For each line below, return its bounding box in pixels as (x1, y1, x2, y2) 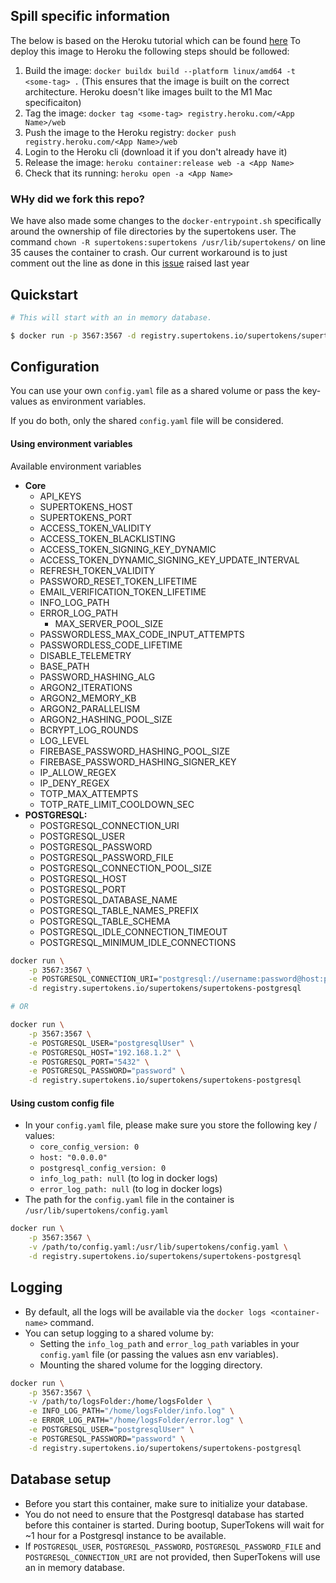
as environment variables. (39, 395, 147, 408)
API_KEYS (39, 490, 82, 502)
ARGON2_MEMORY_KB (39, 692, 137, 704)
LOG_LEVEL (39, 734, 90, 746)
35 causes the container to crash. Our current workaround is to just (10, 247, 288, 259)
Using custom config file (10, 1097, 115, 1109)
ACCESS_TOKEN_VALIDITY (39, 522, 152, 534)
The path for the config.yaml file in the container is (24, 1194, 235, 1206)
